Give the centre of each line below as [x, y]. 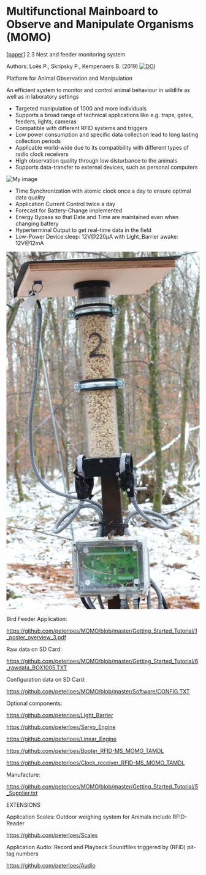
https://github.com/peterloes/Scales [52, 835]
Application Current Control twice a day [65, 204]
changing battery [37, 223]
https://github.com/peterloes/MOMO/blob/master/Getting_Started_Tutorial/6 [102, 661]
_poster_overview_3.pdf [36, 637]
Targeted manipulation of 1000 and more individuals [81, 108]
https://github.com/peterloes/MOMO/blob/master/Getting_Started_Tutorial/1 [102, 631]
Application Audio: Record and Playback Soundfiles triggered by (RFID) [96, 847]
